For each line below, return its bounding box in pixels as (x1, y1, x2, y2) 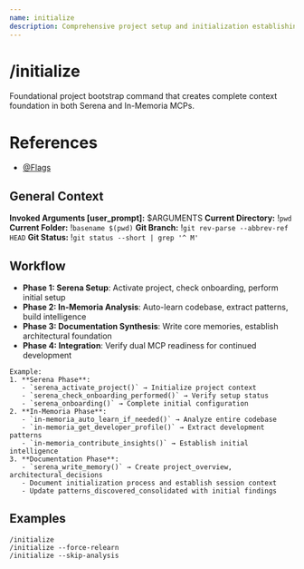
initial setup (22, 292, 66, 302)
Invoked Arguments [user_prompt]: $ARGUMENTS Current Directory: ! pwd (9, 212, 292, 223)
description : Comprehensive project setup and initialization (9, 22, 249, 31)
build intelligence (22, 311, 87, 322)
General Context (9, 188, 104, 204)
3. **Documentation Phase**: (9, 455, 119, 464)
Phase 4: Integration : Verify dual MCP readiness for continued (22, 340, 257, 350)
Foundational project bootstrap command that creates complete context (9, 91, 278, 102)
